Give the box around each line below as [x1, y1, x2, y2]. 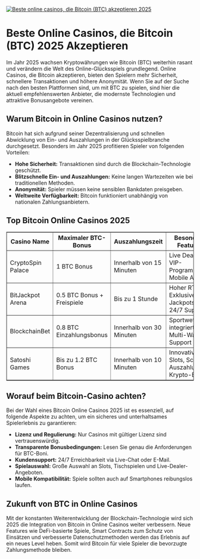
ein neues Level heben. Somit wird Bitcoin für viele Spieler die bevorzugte [6, 540, 187, 547]
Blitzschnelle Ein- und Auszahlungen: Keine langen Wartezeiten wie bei [14, 173, 193, 180]
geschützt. [14, 167, 42, 174]
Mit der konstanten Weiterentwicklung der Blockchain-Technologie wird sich [6, 515, 193, 522]
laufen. [14, 482, 32, 489]
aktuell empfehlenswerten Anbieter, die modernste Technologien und [6, 90, 176, 98]
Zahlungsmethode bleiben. [6, 546, 72, 554]
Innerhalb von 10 [114, 355, 162, 364]
